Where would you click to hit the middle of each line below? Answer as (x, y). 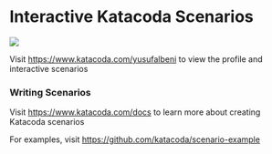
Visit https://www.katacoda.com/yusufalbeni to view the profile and (136, 59)
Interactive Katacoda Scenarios (131, 17)
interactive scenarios (49, 68)
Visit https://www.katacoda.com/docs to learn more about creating (135, 112)
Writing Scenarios (50, 92)
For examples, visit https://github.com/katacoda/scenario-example (135, 139)
